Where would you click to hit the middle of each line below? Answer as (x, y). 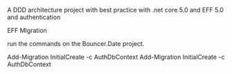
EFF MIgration (27, 30)
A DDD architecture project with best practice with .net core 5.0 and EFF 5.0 (115, 10)
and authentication (34, 17)
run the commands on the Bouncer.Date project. (76, 44)
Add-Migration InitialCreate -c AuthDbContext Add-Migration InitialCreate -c (116, 57)
